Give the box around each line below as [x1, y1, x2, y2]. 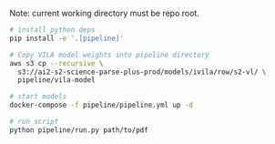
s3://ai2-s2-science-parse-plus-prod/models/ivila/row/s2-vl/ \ [17, 67, 267, 77]
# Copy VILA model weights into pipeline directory [9, 50, 209, 59]
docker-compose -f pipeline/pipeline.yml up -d [9, 100, 194, 110]
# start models [9, 92, 67, 101]
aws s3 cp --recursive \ [9, 58, 104, 67]
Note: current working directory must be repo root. [9, 8, 200, 18]
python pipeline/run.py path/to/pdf [9, 125, 148, 135]
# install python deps [9, 26, 96, 35]
